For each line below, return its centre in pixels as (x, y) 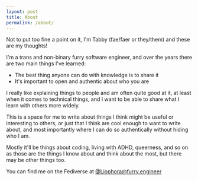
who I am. (18, 136)
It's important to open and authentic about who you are (82, 81)
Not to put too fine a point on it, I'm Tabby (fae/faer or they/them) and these (98, 40)
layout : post (22, 12)
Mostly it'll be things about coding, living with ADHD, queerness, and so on (97, 147)
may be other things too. (36, 160)
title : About (22, 17)
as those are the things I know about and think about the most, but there (94, 154)
